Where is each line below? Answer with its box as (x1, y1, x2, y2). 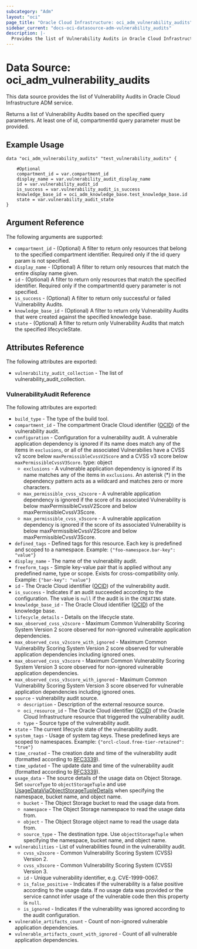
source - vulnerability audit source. (14, 694, 98, 701)
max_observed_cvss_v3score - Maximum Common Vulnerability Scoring (14, 657, 185, 664)
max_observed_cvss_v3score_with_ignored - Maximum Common (14, 676, 167, 683)
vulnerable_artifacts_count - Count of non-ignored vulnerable (14, 917, 168, 924)
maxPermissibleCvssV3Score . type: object (14, 459, 113, 466)
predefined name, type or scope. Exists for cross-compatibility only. (14, 570, 179, 577)
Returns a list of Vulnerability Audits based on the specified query (6, 110, 165, 117)
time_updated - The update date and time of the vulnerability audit (14, 762, 174, 769)
